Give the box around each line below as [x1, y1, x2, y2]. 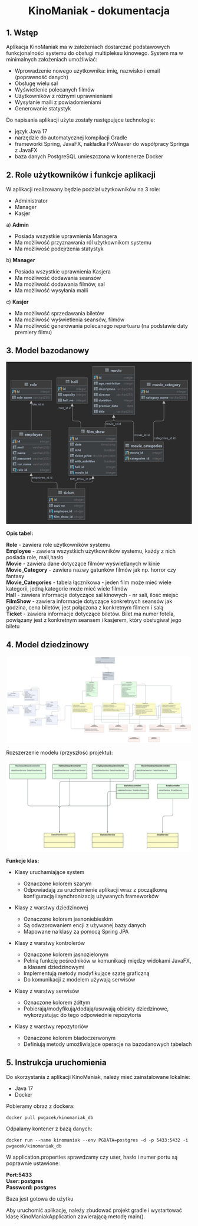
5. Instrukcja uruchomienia [6, 1058, 107, 1068]
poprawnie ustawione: [6, 1159, 60, 1167]
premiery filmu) [14, 328, 52, 335]
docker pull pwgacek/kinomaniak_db [6, 1114, 94, 1120]
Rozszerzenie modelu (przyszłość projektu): [6, 749, 113, 756]
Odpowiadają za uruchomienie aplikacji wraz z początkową [23, 886, 167, 893]
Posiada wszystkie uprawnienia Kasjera [14, 268, 111, 275]
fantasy [6, 572, 25, 579]
